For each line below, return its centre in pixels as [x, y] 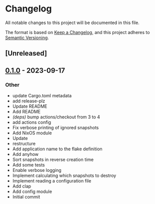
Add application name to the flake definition [57, 149]
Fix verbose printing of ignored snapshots [55, 128]
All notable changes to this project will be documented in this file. [72, 23]
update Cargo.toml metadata [42, 96]
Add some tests [28, 165]
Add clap [22, 186]
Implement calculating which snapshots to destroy [64, 175]
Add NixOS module [32, 133]
